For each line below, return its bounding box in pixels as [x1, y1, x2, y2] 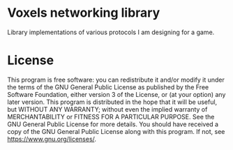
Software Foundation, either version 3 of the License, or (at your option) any [7, 90, 226, 98]
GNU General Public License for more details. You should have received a [7, 120, 218, 128]
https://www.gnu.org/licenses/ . [7, 135, 96, 143]
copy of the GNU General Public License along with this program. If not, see [7, 127, 225, 135]
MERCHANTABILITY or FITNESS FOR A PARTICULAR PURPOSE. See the [7, 112, 215, 121]
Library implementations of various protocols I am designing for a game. [7, 28, 215, 36]
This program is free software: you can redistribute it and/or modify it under [7, 75, 225, 84]
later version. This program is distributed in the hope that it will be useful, [7, 98, 218, 106]
